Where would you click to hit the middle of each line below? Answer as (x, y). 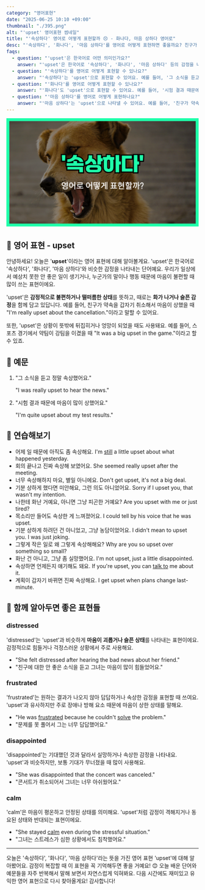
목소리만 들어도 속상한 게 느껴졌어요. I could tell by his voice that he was (103, 516)
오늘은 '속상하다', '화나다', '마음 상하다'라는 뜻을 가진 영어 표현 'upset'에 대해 (97, 858)
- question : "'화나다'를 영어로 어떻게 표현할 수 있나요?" (77, 84)
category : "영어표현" (31, 13)
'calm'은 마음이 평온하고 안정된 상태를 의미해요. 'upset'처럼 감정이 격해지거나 (98, 812)
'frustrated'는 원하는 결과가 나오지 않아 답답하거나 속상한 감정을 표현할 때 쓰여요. (103, 697)
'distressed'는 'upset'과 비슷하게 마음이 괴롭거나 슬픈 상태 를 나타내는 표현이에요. (103, 640)
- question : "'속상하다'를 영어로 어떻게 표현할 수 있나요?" (80, 71)
